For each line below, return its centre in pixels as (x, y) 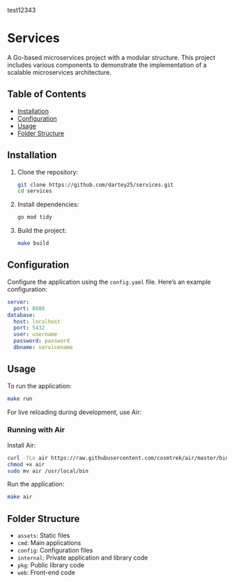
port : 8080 (29, 308)
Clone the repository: (48, 172)
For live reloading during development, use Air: (74, 412)
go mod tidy (34, 217)
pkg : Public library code (51, 565)
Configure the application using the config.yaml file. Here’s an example (109, 282)
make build (33, 243)
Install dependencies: (48, 204)
